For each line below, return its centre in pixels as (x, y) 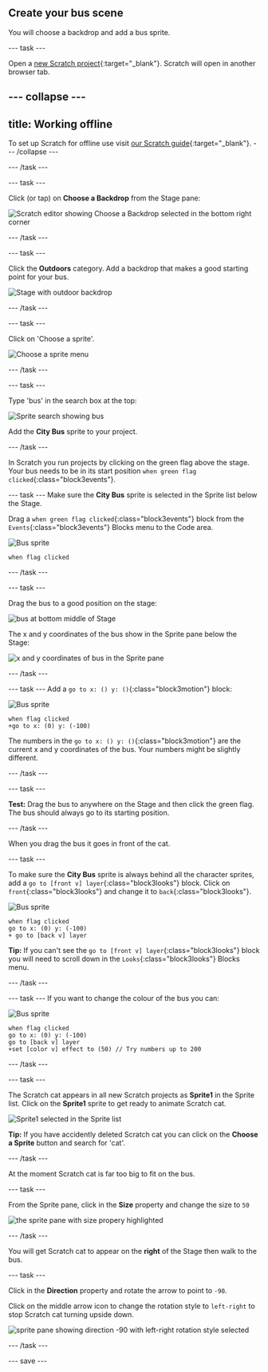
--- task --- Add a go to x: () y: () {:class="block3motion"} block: (120, 689)
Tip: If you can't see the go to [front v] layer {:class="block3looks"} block (134, 951)
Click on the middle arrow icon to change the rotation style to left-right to (132, 1306)
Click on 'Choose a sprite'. (51, 339)
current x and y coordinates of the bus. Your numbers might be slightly (124, 749)
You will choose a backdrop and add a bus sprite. (89, 32)
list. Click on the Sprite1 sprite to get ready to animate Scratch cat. (117, 1104)
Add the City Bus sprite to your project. (73, 432)
